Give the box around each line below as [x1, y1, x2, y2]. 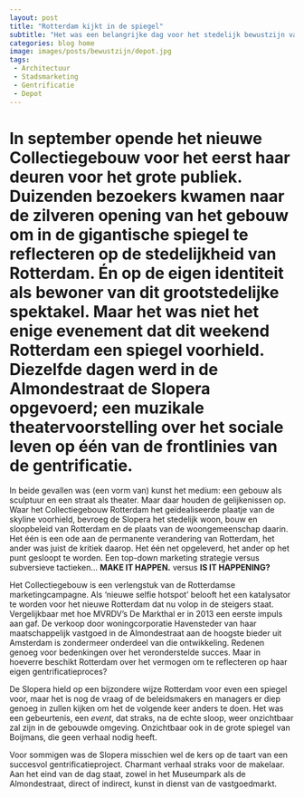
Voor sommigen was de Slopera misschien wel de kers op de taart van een [9, 749, 288, 761]
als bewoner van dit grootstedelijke [9, 282, 280, 303]
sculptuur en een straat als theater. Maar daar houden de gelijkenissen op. [9, 495, 287, 505]
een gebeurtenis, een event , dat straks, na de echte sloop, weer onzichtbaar [9, 713, 294, 724]
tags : [9, 55, 30, 64]
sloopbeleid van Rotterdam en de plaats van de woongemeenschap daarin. [9, 524, 289, 534]
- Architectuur [13, 64, 71, 73]
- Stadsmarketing [13, 72, 79, 82]
